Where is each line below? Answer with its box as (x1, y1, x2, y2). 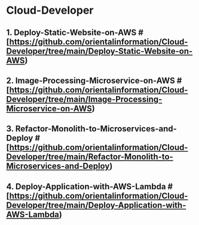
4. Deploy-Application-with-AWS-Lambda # (6, 181, 173, 192)
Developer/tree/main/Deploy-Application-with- (6, 200, 186, 210)
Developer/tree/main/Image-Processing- (6, 94, 163, 104)
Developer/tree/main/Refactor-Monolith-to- (6, 152, 173, 162)
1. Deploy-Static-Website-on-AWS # (6, 27, 143, 38)
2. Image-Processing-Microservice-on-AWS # (6, 75, 182, 85)
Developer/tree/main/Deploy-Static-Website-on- (6, 46, 193, 56)
